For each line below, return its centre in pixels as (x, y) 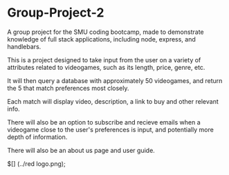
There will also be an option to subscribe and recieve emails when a (104, 122)
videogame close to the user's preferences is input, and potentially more (111, 129)
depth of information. (37, 137)
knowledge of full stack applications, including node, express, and (101, 39)
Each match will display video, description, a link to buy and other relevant (113, 101)
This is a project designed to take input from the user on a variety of (104, 59)
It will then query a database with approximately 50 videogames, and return (115, 80)
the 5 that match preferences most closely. (68, 88)
